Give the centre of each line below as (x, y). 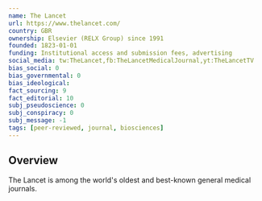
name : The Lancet (37, 16)
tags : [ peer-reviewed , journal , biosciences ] (86, 128)
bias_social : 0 (34, 68)
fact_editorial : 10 (41, 98)
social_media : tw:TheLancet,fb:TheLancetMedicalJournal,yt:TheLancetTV (131, 61)
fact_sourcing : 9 (37, 90)
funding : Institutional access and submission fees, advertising (120, 53)
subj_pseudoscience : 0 (46, 105)
